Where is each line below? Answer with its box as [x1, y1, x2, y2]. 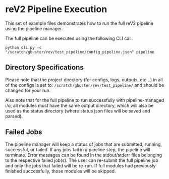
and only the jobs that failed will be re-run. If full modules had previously [5, 162, 156, 168]
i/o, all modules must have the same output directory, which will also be [5, 102, 154, 108]
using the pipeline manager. [5, 25, 63, 31]
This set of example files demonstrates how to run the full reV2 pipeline [5, 20, 154, 26]
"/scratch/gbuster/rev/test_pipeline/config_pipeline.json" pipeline [5, 49, 155, 54]
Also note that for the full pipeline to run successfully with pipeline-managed [5, 97, 164, 103]
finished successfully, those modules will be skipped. [5, 168, 116, 174]
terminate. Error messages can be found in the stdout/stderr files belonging [5, 152, 162, 158]
